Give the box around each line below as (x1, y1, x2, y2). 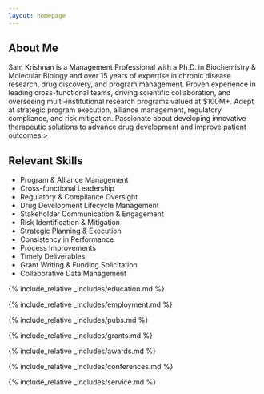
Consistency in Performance (19, 235, 114, 244)
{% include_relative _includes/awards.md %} (8, 346, 156, 356)
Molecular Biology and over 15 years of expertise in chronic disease (8, 71, 232, 81)
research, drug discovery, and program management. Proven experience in (8, 79, 256, 89)
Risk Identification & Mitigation (19, 218, 121, 227)
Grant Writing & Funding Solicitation (19, 260, 138, 270)
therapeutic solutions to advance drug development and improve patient (8, 122, 246, 132)
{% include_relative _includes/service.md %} (8, 377, 157, 387)
